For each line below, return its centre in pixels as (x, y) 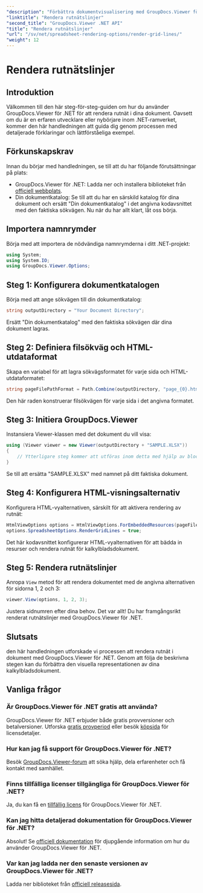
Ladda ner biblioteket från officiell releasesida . (64, 884)
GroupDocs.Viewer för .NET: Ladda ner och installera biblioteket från (100, 184)
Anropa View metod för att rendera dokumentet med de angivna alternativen (101, 582)
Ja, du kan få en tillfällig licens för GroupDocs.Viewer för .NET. (84, 805)
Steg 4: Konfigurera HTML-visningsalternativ (93, 493)
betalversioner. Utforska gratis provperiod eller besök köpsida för (88, 727)
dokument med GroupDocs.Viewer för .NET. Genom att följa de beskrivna (98, 658)
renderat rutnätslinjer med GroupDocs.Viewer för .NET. (75, 618)
